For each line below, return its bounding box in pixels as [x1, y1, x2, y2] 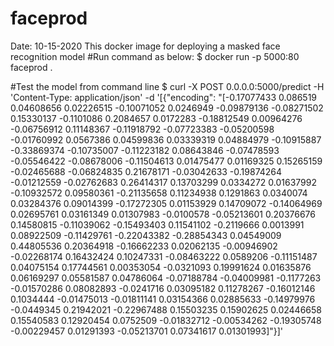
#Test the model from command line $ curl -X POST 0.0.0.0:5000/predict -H [10, 80, 325, 92]
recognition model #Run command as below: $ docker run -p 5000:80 [10, 50, 300, 62]
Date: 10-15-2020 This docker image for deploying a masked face [10, 40, 281, 52]
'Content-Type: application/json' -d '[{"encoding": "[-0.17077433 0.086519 [10, 91, 318, 103]
